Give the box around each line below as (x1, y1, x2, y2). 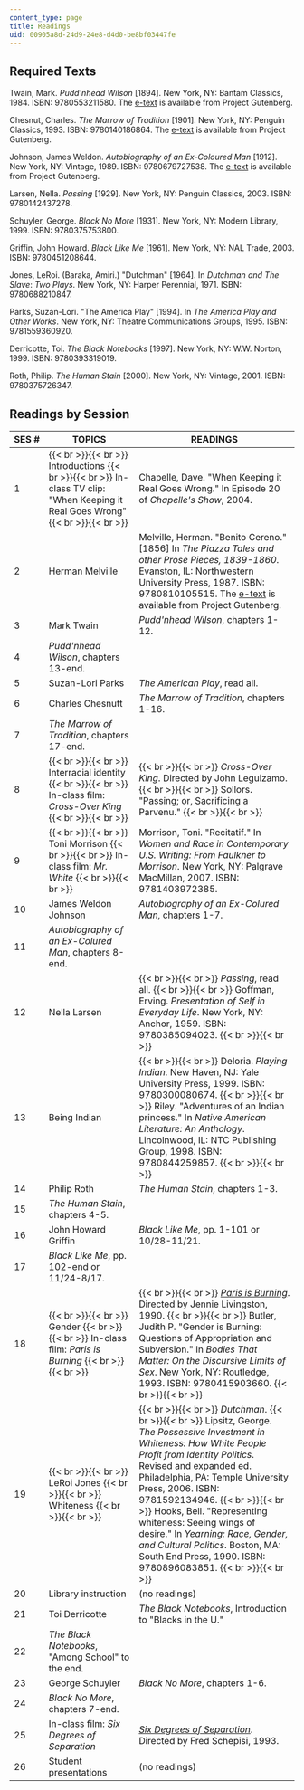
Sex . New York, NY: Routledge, (138, 1366, 270, 1378)
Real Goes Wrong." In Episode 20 (138, 482, 280, 494)
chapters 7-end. (48, 1703, 119, 1715)
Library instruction (48, 1587, 127, 1600)
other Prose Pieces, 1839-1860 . (138, 554, 280, 566)
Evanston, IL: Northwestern (138, 565, 255, 577)
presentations (48, 1766, 108, 1778)
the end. (48, 1662, 84, 1674)
